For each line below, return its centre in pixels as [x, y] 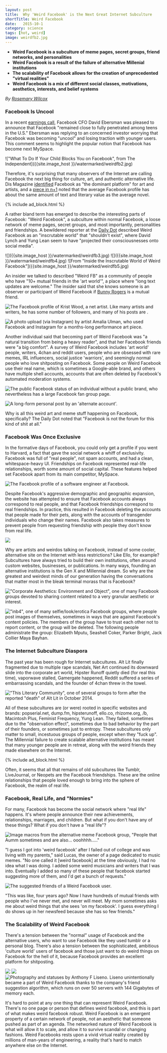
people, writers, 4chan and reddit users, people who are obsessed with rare [83, 353]
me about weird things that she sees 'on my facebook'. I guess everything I [82, 906]
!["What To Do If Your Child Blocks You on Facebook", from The [70, 159]
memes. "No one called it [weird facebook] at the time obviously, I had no [80, 860]
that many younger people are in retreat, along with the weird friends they [81, 745]
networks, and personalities [42, 57]
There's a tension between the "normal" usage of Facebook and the [75, 935]
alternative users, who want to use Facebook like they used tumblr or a [78, 941]
